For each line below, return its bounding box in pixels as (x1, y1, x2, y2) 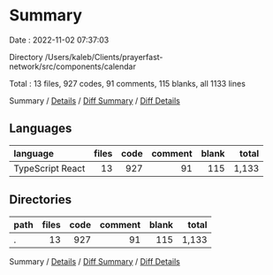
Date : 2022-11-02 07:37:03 (9, 34, 110, 45)
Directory (9, 51, 43, 62)
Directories (9, 192, 72, 208)
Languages (9, 121, 72, 136)
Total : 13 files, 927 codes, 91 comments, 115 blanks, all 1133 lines (9, 78, 246, 88)
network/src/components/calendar (9, 61, 137, 72)
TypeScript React (13, 162, 86, 174)
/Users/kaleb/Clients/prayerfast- (44, 51, 163, 62)
